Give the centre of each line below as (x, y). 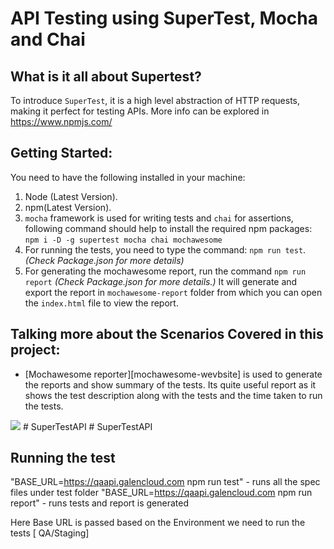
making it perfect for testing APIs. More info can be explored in (140, 111)
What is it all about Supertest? (106, 76)
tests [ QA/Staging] (50, 533)
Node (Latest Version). (71, 196)
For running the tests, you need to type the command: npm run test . (165, 249)
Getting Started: (61, 153)
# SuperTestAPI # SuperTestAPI (87, 426)
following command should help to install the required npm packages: (168, 228)
